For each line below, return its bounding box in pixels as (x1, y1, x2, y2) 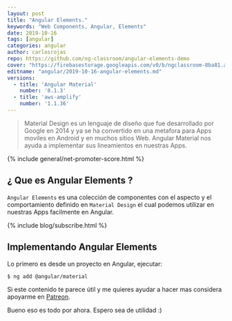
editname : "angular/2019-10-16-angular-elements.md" (7, 68, 162, 75)
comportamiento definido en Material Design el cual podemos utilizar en (7, 200, 214, 208)
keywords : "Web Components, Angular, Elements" (7, 23, 147, 30)
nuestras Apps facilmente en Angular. (7, 208, 114, 216)
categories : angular (7, 42, 67, 49)
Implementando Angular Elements (7, 241, 157, 253)
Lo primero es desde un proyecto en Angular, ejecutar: (7, 259, 163, 268)
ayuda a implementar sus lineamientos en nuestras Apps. (23, 141, 188, 149)
